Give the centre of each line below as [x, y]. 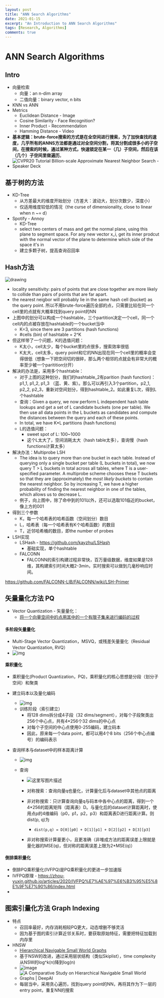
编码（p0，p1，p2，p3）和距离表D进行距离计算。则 [102, 813]
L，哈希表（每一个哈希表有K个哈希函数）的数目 [67, 525]
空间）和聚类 [25, 682]
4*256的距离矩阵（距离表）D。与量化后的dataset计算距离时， [90, 807]
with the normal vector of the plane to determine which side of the [86, 239]
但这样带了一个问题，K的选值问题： [48, 340]
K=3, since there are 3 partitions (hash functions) [69, 329]
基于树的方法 [24, 183]
